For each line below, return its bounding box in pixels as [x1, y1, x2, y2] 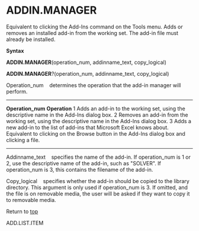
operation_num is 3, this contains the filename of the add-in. [6, 166, 153, 173]
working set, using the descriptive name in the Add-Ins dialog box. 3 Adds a [6, 117, 191, 124]
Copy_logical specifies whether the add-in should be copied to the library [6, 177, 190, 184]
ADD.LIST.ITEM [6, 219, 44, 226]
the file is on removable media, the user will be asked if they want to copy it [6, 190, 190, 197]
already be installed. [6, 36, 56, 43]
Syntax [6, 47, 24, 54]
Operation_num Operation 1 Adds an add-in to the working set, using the [6, 105, 185, 112]
